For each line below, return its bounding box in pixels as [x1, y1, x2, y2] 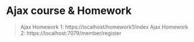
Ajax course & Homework [6, 4, 132, 17]
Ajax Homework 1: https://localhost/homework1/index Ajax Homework [20, 23, 189, 30]
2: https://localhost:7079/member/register [20, 29, 122, 36]
